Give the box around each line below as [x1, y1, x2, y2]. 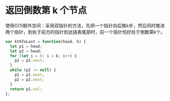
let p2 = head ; [10, 48, 43, 54]
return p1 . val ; [10, 86, 43, 92]
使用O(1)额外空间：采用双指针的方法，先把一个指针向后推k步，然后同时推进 [5, 22, 165, 29]
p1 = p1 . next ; [14, 72, 45, 78]
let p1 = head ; [10, 44, 43, 49]
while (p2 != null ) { [10, 67, 56, 73]
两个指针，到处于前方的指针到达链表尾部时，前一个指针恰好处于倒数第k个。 [5, 29, 165, 35]
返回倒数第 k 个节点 [5, 5, 87, 16]
